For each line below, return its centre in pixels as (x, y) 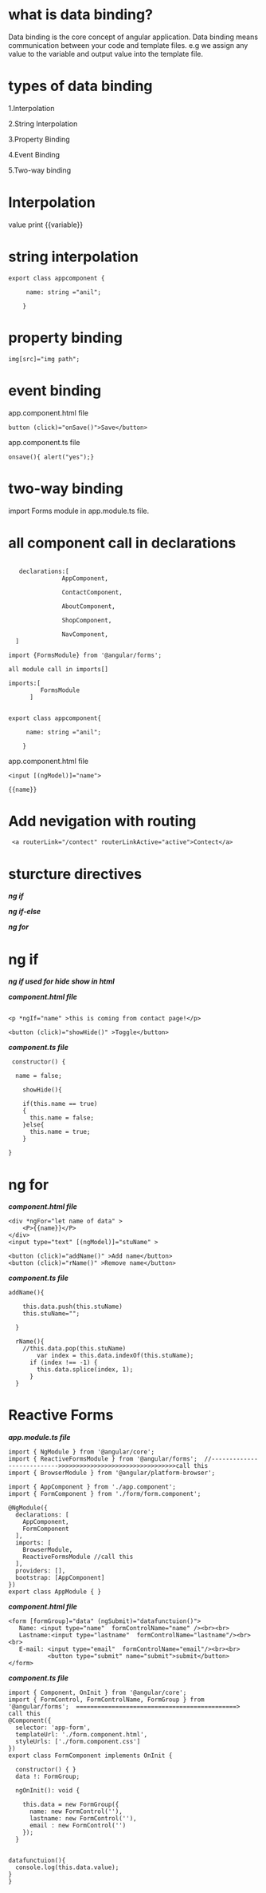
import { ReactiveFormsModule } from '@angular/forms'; (103, 1459)
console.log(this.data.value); (67, 1867)
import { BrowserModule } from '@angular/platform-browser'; (112, 1473)
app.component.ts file (44, 442)
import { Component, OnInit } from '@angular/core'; (98, 1693)
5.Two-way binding (40, 170)
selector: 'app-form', (53, 1728)
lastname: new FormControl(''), (83, 1819)
